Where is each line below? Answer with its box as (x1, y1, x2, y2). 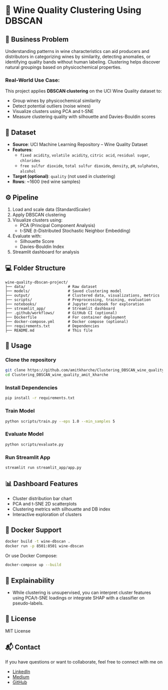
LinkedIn (12, 668, 30, 674)
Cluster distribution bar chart (12, 495, 72, 501)
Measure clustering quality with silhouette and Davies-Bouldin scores (12, 113, 156, 119)
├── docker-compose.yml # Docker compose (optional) (5, 319, 128, 324)
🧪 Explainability (5, 576, 54, 584)
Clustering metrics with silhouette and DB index (12, 506, 111, 512)
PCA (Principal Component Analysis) (19, 222, 95, 228)
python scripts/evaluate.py (5, 442, 64, 447)
